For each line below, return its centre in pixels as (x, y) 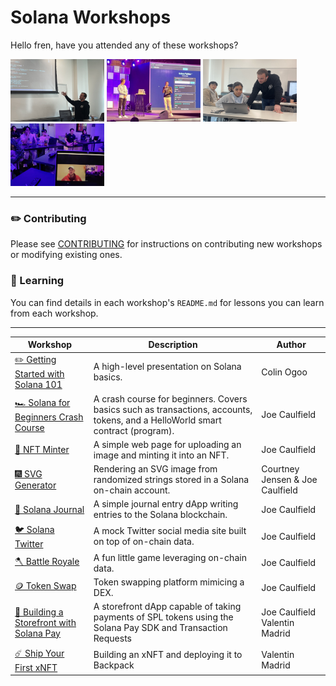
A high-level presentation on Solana (167, 367)
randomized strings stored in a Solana (171, 480)
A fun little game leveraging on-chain (170, 557)
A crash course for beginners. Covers (170, 398)
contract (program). (134, 430)
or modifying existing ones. (66, 255)
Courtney (280, 469)
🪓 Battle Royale (47, 561)
